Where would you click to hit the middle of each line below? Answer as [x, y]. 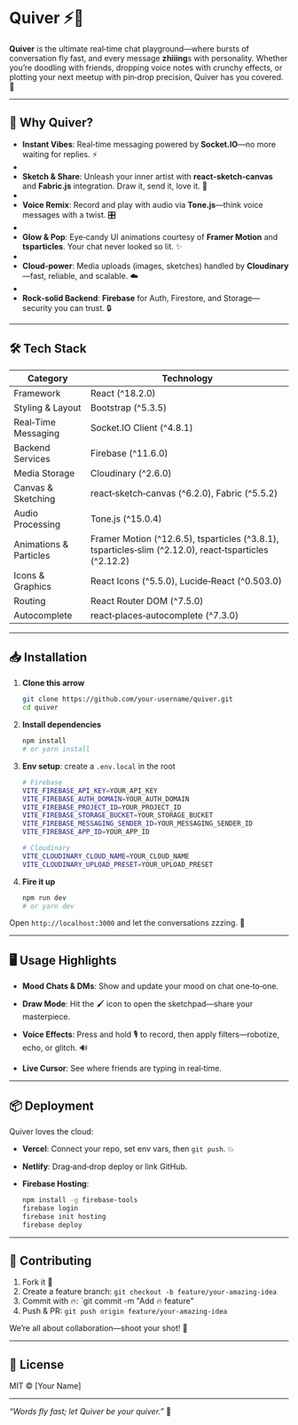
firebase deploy [52, 1225]
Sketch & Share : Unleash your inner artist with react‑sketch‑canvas [147, 176]
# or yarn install [56, 749]
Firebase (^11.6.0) [129, 453]
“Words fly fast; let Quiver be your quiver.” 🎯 [90, 1412]
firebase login [50, 1208]
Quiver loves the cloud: [51, 1131]
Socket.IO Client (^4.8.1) [141, 427]
